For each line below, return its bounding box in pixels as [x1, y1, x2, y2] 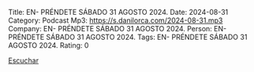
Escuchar [8, 56, 39, 65]
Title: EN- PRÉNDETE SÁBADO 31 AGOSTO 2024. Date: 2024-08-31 [8, 8, 229, 16]
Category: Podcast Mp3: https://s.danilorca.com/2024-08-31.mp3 [8, 16, 223, 25]
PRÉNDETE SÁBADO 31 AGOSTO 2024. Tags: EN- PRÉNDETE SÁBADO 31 [8, 32, 248, 41]
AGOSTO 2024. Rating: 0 [8, 41, 89, 50]
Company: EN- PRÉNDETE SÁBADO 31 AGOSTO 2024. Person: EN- [8, 24, 227, 33]
